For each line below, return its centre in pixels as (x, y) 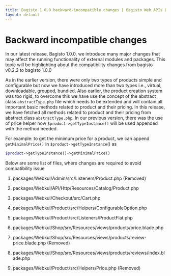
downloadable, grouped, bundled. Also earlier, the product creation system (84, 91)
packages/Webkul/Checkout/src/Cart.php (56, 198)
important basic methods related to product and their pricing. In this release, (85, 107)
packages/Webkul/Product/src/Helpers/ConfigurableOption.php (80, 208)
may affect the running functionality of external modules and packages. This (85, 60)
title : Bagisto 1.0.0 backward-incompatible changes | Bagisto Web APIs (84, 10)
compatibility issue (25, 169)
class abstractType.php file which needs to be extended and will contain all (84, 102)
